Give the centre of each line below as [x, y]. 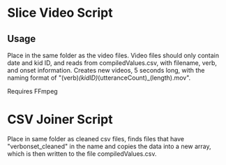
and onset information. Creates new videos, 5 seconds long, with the [106, 70]
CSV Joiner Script [60, 120]
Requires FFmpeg [32, 91]
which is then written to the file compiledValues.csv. [82, 153]
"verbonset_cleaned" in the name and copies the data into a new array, [109, 146]
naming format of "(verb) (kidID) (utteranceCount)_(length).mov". [99, 78]
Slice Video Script [60, 13]
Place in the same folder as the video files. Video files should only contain [113, 55]
